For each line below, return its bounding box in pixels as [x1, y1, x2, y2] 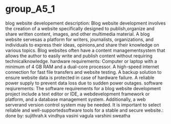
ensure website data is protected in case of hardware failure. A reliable [5, 74, 155, 80]
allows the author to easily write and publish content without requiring [5, 52, 153, 59]
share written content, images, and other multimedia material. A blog [5, 31, 150, 37]
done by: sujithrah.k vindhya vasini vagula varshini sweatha [5, 112, 131, 118]
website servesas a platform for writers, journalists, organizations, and [5, 36, 154, 43]
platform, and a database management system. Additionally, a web [5, 96, 146, 102]
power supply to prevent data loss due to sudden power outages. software [5, 80, 163, 86]
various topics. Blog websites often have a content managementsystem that [5, 47, 165, 53]
